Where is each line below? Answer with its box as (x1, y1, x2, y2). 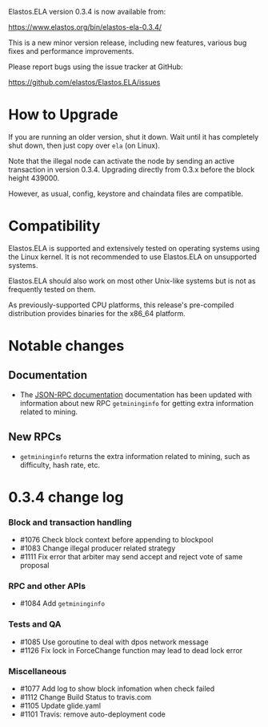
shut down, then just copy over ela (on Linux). (8, 140, 160, 150)
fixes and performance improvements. (8, 47, 134, 55)
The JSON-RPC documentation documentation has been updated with (19, 389, 252, 400)
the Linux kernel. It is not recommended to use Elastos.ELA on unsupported (8, 252, 258, 262)
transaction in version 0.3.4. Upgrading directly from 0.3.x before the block (8, 164, 255, 174)
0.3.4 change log (8, 488, 124, 506)
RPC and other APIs (8, 581, 86, 592)
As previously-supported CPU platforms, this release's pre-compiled (8, 300, 234, 310)
